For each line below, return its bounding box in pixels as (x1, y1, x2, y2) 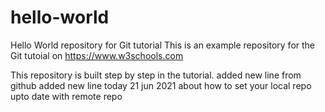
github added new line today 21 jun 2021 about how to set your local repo (10, 79, 312, 91)
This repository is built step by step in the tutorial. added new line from (10, 69, 302, 81)
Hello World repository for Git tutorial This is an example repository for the (10, 39, 316, 51)
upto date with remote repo (10, 90, 123, 102)
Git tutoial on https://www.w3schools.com (10, 49, 184, 61)
